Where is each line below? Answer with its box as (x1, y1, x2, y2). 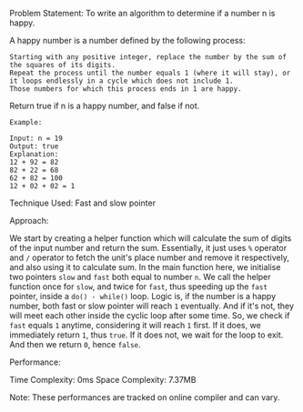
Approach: (9, 216, 49, 226)
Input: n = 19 (9, 134, 64, 143)
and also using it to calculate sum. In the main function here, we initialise (9, 262, 281, 272)
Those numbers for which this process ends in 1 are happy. (9, 85, 243, 94)
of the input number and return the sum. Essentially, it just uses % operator (9, 243, 288, 253)
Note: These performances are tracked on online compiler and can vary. (9, 392, 280, 403)
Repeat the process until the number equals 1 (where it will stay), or (9, 68, 291, 77)
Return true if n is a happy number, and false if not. (9, 100, 200, 111)
